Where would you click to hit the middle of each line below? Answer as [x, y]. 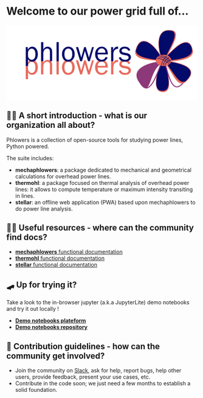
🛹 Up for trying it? [42, 285]
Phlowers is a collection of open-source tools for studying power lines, [95, 140]
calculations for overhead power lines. [63, 176]
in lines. [25, 195]
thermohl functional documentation [60, 258]
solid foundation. [36, 390]
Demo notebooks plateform [50, 321]
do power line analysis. [44, 209]
